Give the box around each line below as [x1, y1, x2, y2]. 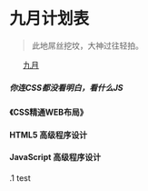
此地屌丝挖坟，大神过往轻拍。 [31, 40, 143, 51]
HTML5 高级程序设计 [9, 129, 88, 140]
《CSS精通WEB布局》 [9, 106, 88, 117]
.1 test [9, 172, 32, 183]
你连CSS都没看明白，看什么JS [9, 82, 124, 93]
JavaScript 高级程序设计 [9, 152, 102, 163]
